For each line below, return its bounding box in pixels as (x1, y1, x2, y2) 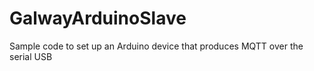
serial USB (9, 50, 53, 62)
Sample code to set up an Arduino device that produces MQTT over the (9, 40, 304, 52)
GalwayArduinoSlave (9, 7, 187, 30)
